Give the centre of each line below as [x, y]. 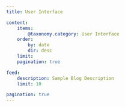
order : [25, 40]
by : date [39, 45]
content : [17, 23]
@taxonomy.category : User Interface [74, 34]
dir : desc [40, 51]
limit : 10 [29, 84]
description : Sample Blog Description [66, 78]
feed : [13, 73]
